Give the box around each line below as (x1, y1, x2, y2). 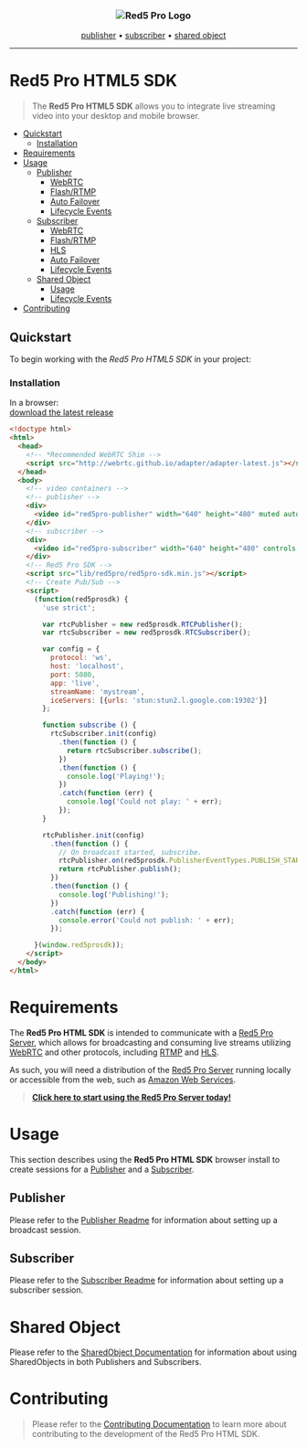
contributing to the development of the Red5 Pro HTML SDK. (31, 1429, 260, 1440)
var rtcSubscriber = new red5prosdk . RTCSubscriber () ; (42, 628, 251, 637)
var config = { (42, 644, 101, 654)
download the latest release (9, 407, 114, 418)
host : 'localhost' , (49, 662, 125, 671)
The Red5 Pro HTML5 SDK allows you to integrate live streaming (31, 101, 276, 112)
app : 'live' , (49, 678, 101, 687)
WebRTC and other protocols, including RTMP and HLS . (9, 1047, 219, 1058)
